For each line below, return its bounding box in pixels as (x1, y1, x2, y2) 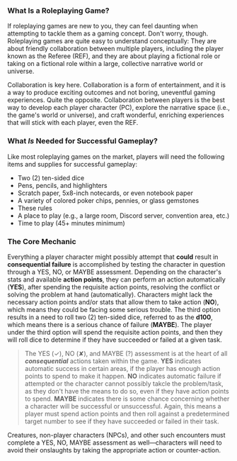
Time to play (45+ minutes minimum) (17, 218, 125, 227)
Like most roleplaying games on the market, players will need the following (7, 152, 225, 161)
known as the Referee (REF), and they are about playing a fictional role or (7, 52, 221, 60)
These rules (17, 204, 53, 212)
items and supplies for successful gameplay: (7, 160, 138, 168)
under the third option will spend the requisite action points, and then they (7, 328, 223, 336)
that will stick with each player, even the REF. (7, 118, 139, 127)
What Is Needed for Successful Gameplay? (7, 136, 158, 146)
